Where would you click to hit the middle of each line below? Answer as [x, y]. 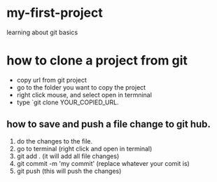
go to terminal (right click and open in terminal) [84, 148]
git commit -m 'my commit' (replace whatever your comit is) [103, 163]
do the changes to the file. [55, 141]
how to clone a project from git [97, 61]
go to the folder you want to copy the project [81, 87]
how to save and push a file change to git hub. [109, 124]
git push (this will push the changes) [69, 171]
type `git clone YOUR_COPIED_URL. [68, 102]
